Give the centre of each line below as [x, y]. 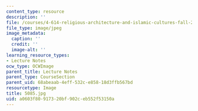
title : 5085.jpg [26, 93]
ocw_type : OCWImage [30, 66]
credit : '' [25, 45]
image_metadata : [26, 33]
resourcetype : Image [32, 88]
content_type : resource [35, 11]
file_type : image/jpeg [34, 28]
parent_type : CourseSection [41, 77]
